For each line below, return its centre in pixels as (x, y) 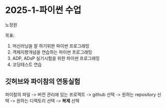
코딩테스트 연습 (27, 64)
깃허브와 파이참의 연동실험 (43, 81)
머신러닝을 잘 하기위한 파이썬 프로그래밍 (51, 46)
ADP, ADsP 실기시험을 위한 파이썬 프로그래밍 (56, 58)
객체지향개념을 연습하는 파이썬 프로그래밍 (52, 52)
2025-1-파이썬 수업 (43, 10)
